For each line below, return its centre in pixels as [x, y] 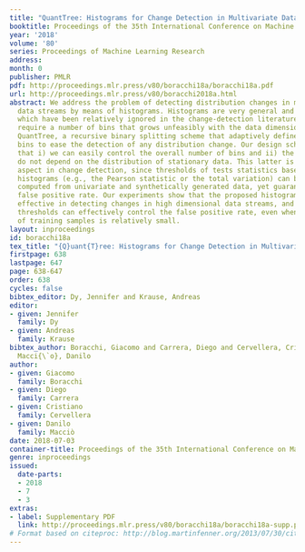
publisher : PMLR [40, 77]
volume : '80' [34, 43]
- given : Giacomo [42, 373]
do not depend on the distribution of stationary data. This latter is [156, 161]
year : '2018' [34, 35]
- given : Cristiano [46, 407]
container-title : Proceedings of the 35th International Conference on [148, 449]
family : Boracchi [50, 381]
